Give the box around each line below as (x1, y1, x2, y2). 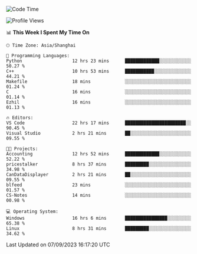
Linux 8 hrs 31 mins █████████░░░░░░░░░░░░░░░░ (6, 226, 192, 232)
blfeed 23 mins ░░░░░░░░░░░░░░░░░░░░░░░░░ (6, 182, 192, 188)
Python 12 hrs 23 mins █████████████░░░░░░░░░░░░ (6, 58, 192, 64)
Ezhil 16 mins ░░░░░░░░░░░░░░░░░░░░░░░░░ (6, 99, 192, 105)
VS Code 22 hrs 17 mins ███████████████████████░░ (6, 120, 192, 126)
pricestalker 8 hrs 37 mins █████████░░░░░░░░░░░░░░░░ (6, 161, 192, 167)
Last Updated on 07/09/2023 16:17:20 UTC (6, 241, 110, 248)
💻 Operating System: (6, 209, 59, 214)
